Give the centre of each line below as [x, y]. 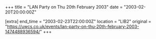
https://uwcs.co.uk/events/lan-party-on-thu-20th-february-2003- [73, 26]
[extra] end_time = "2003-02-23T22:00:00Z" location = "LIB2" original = [78, 21]
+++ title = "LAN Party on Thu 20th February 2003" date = [64, 7]
